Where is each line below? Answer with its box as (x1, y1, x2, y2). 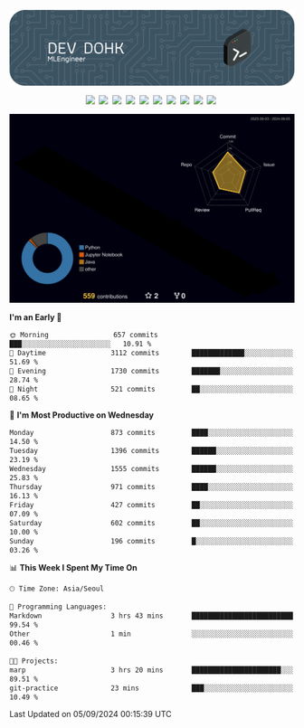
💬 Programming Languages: (9, 602, 107, 611)
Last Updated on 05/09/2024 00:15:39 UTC (9, 709, 172, 720)
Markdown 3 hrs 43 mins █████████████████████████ (9, 611, 294, 620)
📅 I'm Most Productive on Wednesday (9, 410, 154, 421)
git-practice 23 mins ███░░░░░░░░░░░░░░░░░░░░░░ (9, 684, 294, 693)
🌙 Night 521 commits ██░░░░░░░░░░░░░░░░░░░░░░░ (9, 385, 294, 394)
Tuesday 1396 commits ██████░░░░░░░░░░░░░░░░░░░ (9, 447, 294, 456)
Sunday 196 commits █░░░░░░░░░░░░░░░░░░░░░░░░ (9, 537, 294, 546)
